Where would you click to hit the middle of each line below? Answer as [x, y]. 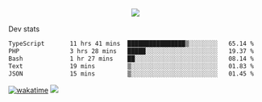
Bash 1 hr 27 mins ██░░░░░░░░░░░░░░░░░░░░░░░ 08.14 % [131, 59]
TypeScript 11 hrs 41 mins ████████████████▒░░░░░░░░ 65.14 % [131, 44]
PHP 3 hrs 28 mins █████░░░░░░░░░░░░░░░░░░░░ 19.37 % [131, 51]
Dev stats [24, 29]
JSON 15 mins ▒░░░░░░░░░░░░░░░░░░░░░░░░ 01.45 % [131, 73]
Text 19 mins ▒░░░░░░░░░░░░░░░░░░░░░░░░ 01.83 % [131, 66]
